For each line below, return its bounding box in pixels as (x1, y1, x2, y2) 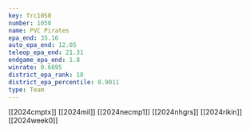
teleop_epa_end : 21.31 (8, 49, 84, 56)
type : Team (8, 85, 45, 94)
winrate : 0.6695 (8, 64, 62, 72)
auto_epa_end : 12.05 (8, 41, 77, 49)
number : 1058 (8, 19, 52, 27)
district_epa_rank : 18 (8, 71, 84, 79)
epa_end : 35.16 (8, 33, 59, 42)
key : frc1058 (8, 11, 52, 20)
